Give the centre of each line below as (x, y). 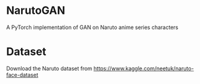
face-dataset (22, 75)
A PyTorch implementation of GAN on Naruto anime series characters (92, 27)
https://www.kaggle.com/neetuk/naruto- (143, 68)
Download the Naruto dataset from (49, 68)
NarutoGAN (36, 11)
